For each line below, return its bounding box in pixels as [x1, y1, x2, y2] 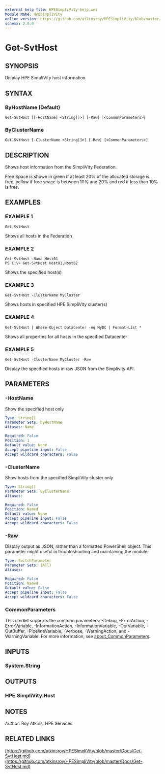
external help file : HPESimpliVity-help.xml [5, 7, 98, 12]
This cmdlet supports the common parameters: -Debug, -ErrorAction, [5, 617, 146, 623]
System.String [5, 662, 41, 669]
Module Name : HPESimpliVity [5, 12, 63, 17]
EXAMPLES [5, 198, 41, 207]
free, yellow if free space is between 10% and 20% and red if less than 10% [5, 179, 158, 185]
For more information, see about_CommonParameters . [41, 633, 151, 639]
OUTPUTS [5, 677, 37, 686]
